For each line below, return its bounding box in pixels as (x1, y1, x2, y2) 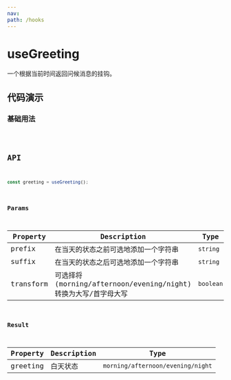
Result (7, 321, 30, 329)
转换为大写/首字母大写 (54, 289, 129, 298)
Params (7, 204, 30, 212)
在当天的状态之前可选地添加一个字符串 (54, 245, 179, 254)
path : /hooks (7, 16, 45, 23)
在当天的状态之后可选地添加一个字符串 (54, 258, 179, 267)
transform (10, 279, 48, 289)
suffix (10, 257, 36, 267)
